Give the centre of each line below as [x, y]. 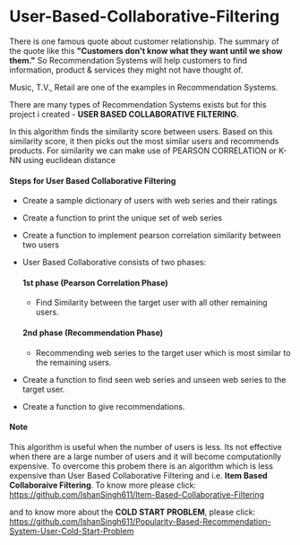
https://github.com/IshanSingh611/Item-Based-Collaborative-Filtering [137, 494]
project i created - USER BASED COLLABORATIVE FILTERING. [124, 114]
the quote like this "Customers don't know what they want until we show [146, 50]
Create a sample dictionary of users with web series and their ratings [150, 201]
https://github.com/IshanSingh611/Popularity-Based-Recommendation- [140, 521]
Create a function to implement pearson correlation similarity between [152, 236]
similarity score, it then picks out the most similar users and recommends [144, 141]
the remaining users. [73, 362]
